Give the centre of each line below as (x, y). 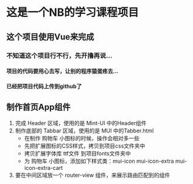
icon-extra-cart (44, 168)
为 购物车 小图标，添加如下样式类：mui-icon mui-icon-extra (99, 161)
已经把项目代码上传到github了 (44, 86)
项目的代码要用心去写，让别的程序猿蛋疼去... (62, 71)
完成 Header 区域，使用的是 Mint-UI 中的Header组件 (81, 123)
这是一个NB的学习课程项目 (72, 12)
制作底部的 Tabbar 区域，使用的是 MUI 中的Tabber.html (84, 131)
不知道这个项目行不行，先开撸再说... (59, 55)
